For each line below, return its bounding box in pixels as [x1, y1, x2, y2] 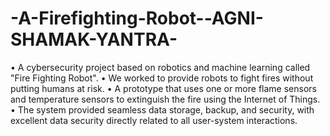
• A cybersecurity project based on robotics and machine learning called [10, 61, 311, 73]
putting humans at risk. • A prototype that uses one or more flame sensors [10, 82, 317, 94]
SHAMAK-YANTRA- [10, 28, 178, 51]
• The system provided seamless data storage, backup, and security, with [10, 103, 315, 116]
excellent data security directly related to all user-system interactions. [10, 114, 298, 126]
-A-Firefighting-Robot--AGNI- [10, 7, 264, 30]
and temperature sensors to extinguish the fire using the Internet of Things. [10, 93, 321, 105]
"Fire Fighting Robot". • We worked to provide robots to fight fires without [10, 72, 314, 84]
